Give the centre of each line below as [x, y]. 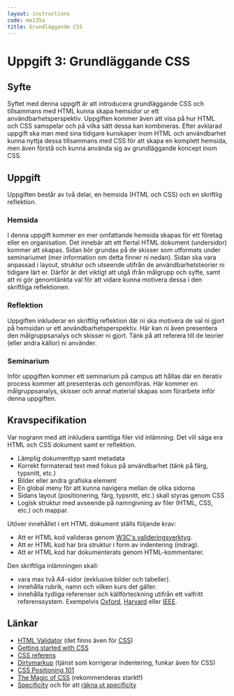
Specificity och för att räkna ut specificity [77, 685]
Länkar [23, 624]
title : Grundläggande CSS [45, 27]
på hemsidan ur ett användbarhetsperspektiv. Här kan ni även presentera [112, 328]
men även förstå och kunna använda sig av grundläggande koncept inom [112, 148]
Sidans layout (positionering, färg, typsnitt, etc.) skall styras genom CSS [121, 495]
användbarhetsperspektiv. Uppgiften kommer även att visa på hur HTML [111, 119]
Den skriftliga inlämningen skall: [53, 565]
